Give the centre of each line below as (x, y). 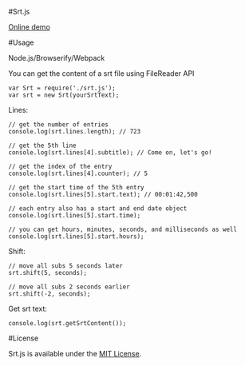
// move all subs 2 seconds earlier (69, 287)
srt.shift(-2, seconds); (49, 294)
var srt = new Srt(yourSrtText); (64, 95)
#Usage (21, 42)
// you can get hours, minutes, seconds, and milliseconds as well (123, 229)
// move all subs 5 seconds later (66, 266)
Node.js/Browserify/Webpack (57, 58)
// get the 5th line (43, 145)
